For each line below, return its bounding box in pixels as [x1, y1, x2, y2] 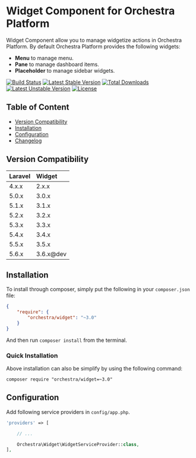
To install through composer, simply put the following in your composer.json [6, 286, 190, 293]
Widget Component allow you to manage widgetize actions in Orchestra [6, 36, 182, 43]
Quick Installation [6, 351, 58, 360]
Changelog [14, 137, 42, 144]
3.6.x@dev [36, 250, 67, 258]
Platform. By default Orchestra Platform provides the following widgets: [6, 43, 181, 50]
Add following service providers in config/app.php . [6, 408, 131, 415]
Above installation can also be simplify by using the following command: [6, 365, 183, 372]
